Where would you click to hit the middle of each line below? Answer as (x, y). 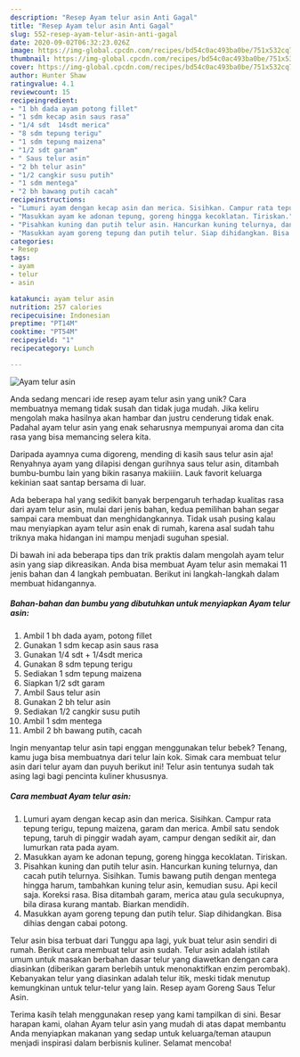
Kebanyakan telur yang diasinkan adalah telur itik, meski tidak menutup (140, 978)
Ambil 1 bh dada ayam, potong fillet (87, 635)
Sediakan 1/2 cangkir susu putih (81, 711)
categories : (32, 242)
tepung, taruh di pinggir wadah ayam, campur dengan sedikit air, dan (150, 838)
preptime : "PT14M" (44, 324)
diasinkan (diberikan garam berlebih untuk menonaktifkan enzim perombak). (150, 969)
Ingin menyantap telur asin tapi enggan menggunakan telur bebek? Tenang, (149, 747)
